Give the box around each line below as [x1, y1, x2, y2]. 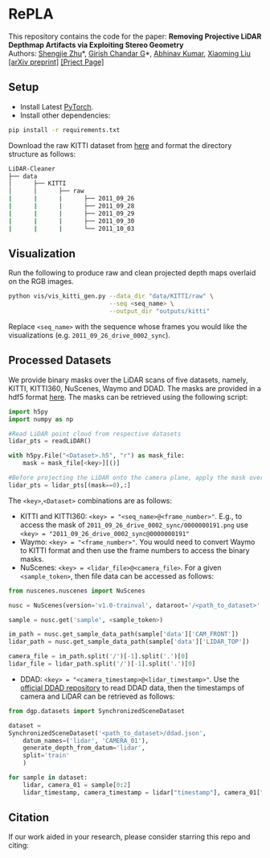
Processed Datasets [8, 353, 112, 367]
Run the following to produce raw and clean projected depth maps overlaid [8, 268, 256, 278]
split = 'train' [22, 752, 70, 760]
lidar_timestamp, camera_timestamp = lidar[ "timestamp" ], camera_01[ [22, 788, 261, 797]
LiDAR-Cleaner [8, 164, 56, 173]
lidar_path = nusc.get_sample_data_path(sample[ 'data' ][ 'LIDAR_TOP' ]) [8, 637, 250, 646]
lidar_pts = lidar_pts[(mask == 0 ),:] [8, 481, 131, 489]
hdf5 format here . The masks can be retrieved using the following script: [8, 392, 248, 402]
